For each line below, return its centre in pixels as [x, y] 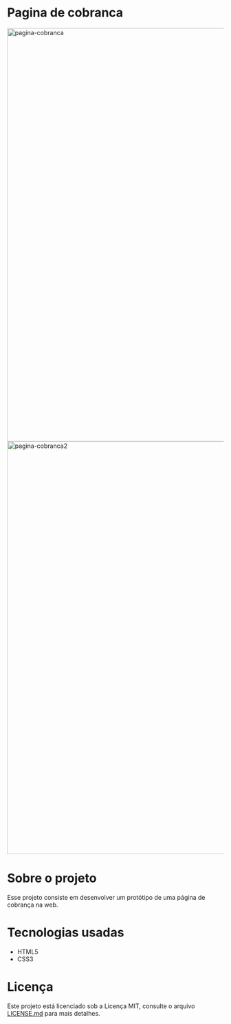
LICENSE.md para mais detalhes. [54, 1013]
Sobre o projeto [52, 878]
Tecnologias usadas [66, 933]
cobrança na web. [33, 905]
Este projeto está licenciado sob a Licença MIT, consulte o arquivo [101, 1006]
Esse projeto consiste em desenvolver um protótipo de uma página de [106, 897]
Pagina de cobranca [65, 13]
